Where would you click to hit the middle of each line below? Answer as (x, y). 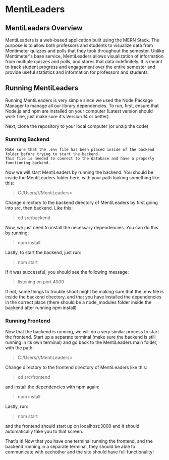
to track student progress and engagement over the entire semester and (80, 67)
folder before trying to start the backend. (53, 154)
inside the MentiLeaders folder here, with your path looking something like (82, 178)
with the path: (20, 348)
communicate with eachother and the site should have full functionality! (79, 452)
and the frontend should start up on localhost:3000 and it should (72, 426)
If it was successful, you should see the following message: (67, 272)
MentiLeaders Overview (44, 28)
